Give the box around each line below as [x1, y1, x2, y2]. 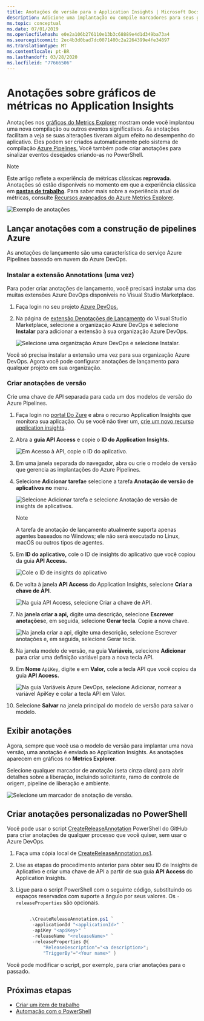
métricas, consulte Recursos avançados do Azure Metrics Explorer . [7, 194, 175, 201]
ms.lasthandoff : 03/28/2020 [7, 54, 78, 60]
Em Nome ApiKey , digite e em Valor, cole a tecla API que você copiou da [15, 665, 197, 672]
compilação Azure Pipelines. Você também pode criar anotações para [7, 145, 181, 152]
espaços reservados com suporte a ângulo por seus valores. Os [15, 893, 176, 900]
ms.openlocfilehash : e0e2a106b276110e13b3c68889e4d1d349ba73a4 [7, 32, 170, 38]
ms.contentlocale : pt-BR [7, 49, 70, 55]
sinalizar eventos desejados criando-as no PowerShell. [7, 151, 144, 159]
